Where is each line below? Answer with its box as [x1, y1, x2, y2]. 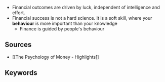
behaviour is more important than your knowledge [12, 20, 117, 26]
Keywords [5, 68, 37, 77]
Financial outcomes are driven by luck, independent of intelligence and [12, 5, 160, 10]
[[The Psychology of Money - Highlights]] [12, 54, 99, 60]
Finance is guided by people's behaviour [19, 26, 105, 32]
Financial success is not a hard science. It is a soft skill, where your [12, 15, 152, 21]
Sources [5, 40, 32, 49]
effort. [12, 10, 25, 16]
